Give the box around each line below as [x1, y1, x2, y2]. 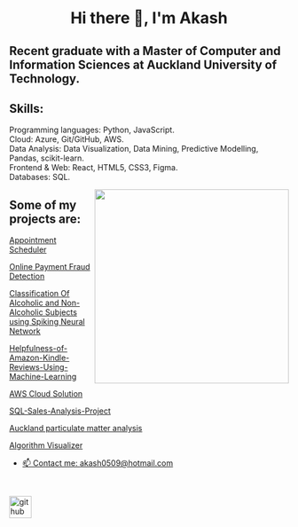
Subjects [44, 307, 78, 318]
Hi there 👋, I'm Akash [70, 8, 228, 28]
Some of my [9, 197, 77, 212]
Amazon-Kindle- [9, 352, 70, 363]
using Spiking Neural [9, 317, 86, 327]
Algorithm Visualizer [9, 440, 83, 451]
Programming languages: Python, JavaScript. [9, 124, 175, 136]
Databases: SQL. [9, 172, 71, 183]
